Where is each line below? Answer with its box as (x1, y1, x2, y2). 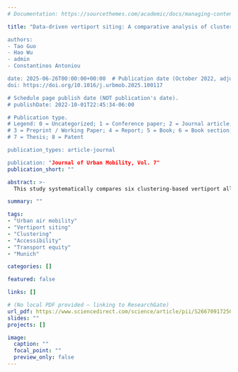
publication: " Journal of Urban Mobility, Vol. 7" (7, 159, 160, 167)
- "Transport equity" (7, 244, 72, 251)
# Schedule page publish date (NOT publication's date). (7, 94, 179, 101)
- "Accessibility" (7, 237, 62, 244)
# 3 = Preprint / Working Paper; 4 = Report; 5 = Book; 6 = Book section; (7, 127, 233, 135)
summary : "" (7, 198, 42, 205)
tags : (7, 210, 23, 218)
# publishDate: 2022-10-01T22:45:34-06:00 (7, 101, 135, 108)
